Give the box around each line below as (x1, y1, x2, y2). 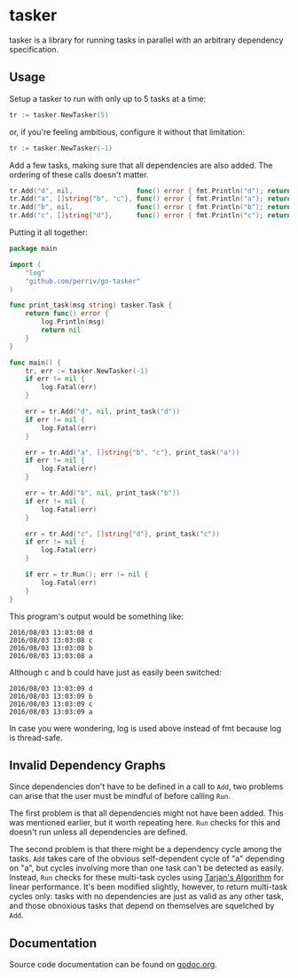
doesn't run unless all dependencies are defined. (9, 826, 188, 838)
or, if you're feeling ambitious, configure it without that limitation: (9, 126, 246, 137)
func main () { (9, 358, 62, 367)
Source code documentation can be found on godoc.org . (9, 959, 217, 970)
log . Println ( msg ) (41, 317, 105, 326)
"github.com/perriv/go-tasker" (25, 277, 141, 286)
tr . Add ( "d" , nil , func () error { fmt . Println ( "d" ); (9, 186, 264, 195)
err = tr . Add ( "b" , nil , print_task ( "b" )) (25, 489, 180, 497)
